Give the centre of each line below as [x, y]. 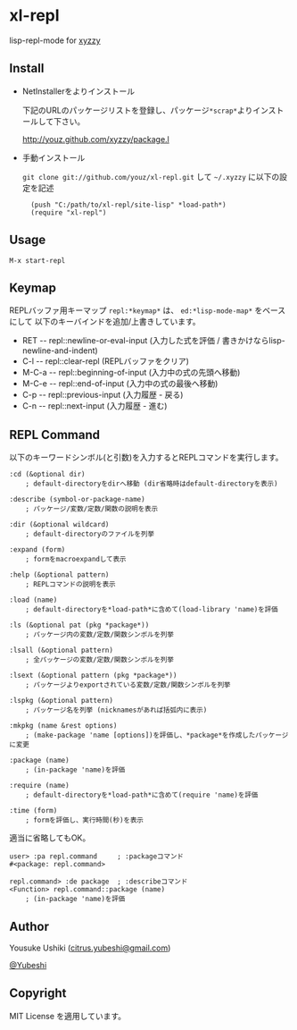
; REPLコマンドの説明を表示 [70, 585]
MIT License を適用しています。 [68, 1016]
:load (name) [33, 600]
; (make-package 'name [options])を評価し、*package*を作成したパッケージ [157, 735]
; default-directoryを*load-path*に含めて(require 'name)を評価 [142, 795]
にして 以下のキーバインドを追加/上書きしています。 [105, 322]
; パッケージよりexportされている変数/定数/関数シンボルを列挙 [128, 685]
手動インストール [54, 157]
